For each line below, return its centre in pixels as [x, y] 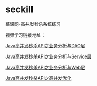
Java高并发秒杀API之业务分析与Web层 [45, 67]
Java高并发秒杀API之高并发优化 [38, 78]
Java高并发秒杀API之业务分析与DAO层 [45, 46]
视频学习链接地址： [25, 35]
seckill [19, 9]
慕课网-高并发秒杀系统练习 [33, 24]
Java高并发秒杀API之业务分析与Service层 [48, 56]
